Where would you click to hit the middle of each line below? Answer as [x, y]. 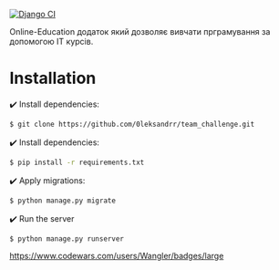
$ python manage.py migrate [63, 201]
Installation [53, 78]
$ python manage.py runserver [67, 239]
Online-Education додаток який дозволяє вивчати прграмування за [140, 31]
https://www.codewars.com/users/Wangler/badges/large [117, 256]
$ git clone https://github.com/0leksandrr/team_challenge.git [132, 124]
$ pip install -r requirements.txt [77, 162]
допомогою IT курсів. [52, 42]
